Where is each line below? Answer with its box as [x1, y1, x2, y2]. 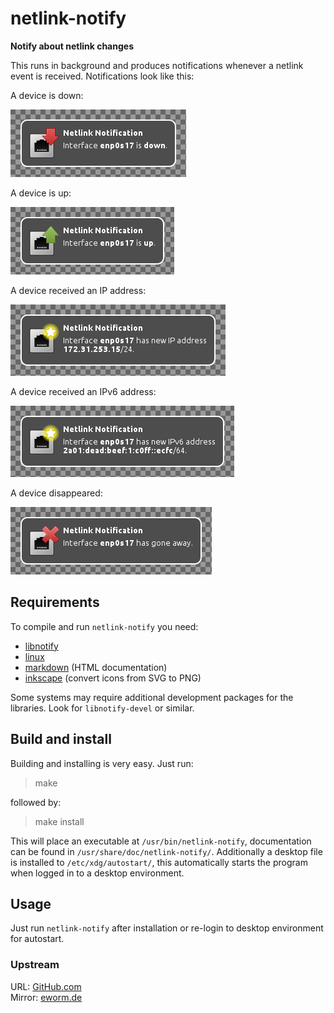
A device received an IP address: [10, 284, 147, 296]
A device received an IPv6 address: [10, 385, 157, 397]
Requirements [10, 594, 100, 611]
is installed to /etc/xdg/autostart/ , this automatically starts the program [10, 856, 308, 868]
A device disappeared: [10, 487, 103, 499]
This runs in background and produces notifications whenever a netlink [10, 59, 304, 71]
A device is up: [10, 187, 72, 199]
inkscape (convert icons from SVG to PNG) [24, 672, 202, 684]
